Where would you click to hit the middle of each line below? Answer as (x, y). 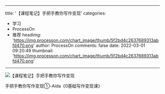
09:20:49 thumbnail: (33, 51)
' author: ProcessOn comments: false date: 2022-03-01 (89, 45)
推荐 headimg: (27, 35)
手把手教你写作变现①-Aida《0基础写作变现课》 (54, 86)
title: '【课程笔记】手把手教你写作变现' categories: (56, 13)
